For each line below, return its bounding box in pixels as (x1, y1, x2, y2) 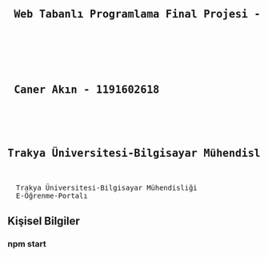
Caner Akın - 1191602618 (14, 83, 160, 97)
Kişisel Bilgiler (7, 214, 81, 227)
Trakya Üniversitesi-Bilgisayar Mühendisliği (15, 183, 198, 193)
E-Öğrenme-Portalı (15, 191, 89, 201)
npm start (7, 238, 47, 249)
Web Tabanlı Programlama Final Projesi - (14, 8, 261, 21)
